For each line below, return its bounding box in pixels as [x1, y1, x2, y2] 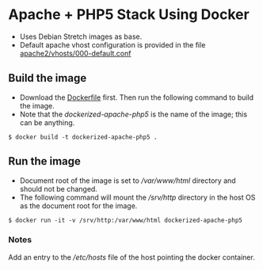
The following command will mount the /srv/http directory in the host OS [19, 192, 256, 202]
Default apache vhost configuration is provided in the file [19, 40, 206, 49]
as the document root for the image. [19, 200, 138, 211]
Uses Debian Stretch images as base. [19, 32, 143, 41]
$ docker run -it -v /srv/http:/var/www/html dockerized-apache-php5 [8, 216, 243, 224]
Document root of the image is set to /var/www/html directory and [19, 176, 236, 185]
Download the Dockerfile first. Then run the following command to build [19, 93, 254, 102]
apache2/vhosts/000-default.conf [19, 48, 131, 58]
